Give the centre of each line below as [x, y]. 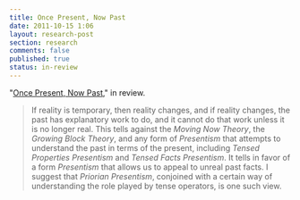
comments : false [39, 51]
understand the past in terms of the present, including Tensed [145, 147]
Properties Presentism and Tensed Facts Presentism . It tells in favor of [161, 157]
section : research [43, 42]
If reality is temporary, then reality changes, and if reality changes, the [161, 110]
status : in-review [43, 68]
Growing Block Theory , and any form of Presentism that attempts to [156, 138]
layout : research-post [51, 34]
